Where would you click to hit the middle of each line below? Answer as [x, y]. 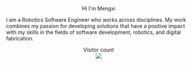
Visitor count [99, 50]
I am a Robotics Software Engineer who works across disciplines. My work [96, 20]
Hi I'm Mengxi [99, 8]
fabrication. [20, 38]
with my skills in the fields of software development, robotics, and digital [93, 32]
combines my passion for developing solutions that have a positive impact [96, 26]
